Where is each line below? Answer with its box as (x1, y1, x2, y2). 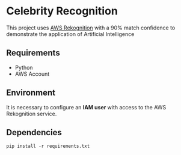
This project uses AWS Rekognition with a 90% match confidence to (6, 24, 176, 31)
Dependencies (6, 127, 62, 138)
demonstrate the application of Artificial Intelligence (6, 30, 135, 37)
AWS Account (14, 70, 50, 77)
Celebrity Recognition (6, 4, 118, 18)
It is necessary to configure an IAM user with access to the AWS (6, 103, 167, 111)
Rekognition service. (6, 110, 57, 117)
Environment (6, 88, 56, 98)
